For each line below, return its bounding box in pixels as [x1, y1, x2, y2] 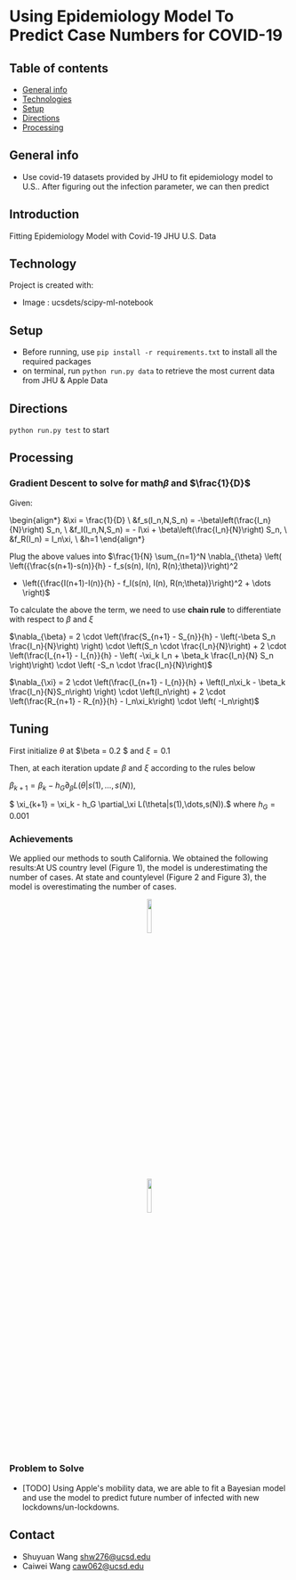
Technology [9, 257, 77, 272]
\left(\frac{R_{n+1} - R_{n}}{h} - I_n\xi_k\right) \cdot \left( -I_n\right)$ [9, 695, 260, 706]
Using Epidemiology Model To [9, 6, 234, 27]
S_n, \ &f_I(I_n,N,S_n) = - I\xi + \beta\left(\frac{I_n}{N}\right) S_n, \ [45, 524, 287, 535]
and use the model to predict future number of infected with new [21, 1492, 260, 1502]
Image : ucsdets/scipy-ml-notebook [21, 297, 154, 308]
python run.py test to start [9, 425, 109, 436]
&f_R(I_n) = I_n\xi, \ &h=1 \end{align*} [9, 533, 146, 544]
